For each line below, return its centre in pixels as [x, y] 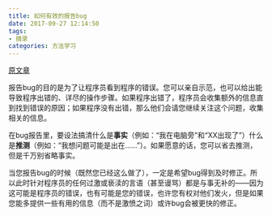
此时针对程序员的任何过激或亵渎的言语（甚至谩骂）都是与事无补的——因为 [139, 183]
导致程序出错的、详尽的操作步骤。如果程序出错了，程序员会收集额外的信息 [132, 97]
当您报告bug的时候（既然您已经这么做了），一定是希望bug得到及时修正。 [130, 173]
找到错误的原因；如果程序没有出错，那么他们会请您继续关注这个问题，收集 [139, 108]
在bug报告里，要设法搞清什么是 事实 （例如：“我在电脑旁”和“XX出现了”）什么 [136, 136]
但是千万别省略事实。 [44, 156]
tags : [17, 31]
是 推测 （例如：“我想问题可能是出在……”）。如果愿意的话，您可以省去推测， [133, 145]
